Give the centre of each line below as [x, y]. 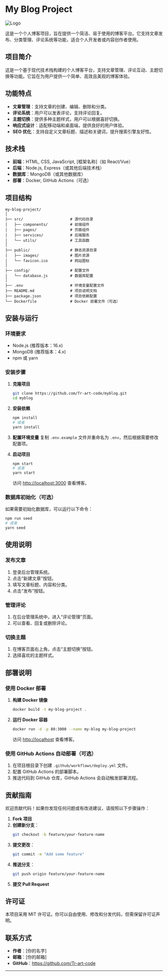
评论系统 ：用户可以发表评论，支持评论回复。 [58, 113]
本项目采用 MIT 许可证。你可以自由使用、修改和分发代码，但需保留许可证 [80, 914]
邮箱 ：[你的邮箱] [29, 957]
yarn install [26, 427]
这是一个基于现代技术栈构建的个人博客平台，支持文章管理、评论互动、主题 [82, 70]
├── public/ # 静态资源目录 [51, 250]
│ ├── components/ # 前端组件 [47, 225]
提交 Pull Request [31, 884]
